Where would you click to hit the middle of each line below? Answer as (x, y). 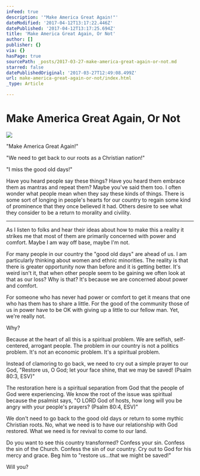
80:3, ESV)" (21, 376)
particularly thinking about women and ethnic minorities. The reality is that (97, 260)
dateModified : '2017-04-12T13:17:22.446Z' (60, 23)
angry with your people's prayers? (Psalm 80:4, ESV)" (72, 407)
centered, (18, 345)
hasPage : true (24, 56)
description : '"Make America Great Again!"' (62, 17)
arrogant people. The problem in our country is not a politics (104, 345)
